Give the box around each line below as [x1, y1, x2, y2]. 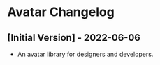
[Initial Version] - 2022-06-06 [7, 32, 141, 44]
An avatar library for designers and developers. [17, 50, 154, 58]
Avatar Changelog [7, 4, 115, 20]
